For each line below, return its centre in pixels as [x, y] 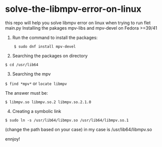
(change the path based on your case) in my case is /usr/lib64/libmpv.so [79, 129]
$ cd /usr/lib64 [22, 65]
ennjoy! [13, 139]
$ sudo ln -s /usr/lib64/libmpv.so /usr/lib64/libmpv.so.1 [67, 120]
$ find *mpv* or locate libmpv [36, 83]
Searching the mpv [31, 74]
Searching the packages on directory [50, 56]
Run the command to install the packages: [55, 37]
